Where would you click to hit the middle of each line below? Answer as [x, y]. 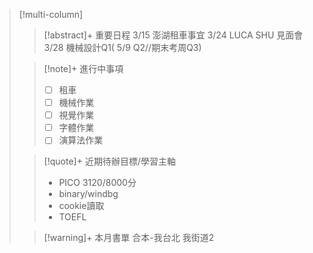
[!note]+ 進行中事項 [83, 68]
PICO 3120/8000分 [97, 183]
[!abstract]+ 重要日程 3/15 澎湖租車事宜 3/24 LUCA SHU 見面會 [173, 35]
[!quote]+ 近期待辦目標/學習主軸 [109, 161]
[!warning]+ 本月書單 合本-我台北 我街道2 [129, 238]
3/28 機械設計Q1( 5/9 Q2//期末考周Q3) [122, 47]
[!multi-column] [51, 14]
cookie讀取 [81, 206]
